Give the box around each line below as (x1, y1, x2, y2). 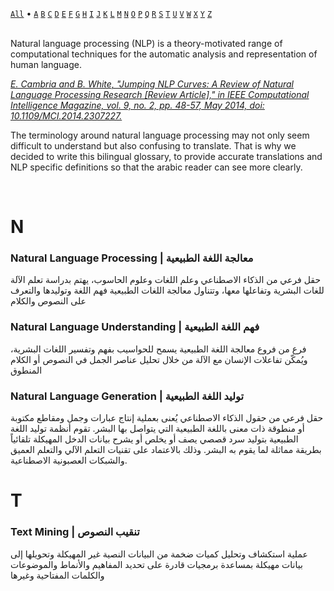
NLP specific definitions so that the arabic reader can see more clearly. (10, 161, 303, 173)
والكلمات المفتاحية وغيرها (10, 569, 105, 581)
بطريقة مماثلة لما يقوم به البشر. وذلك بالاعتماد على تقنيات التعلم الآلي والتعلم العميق (10, 444, 322, 456)
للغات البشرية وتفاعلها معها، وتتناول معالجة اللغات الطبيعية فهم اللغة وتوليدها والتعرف (10, 284, 325, 297)
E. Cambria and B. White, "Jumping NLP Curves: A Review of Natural (10, 78, 294, 90)
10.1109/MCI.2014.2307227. (10, 110, 123, 122)
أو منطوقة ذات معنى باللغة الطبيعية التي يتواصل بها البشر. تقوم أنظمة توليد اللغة (10, 423, 305, 435)
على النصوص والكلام (10, 295, 87, 307)
